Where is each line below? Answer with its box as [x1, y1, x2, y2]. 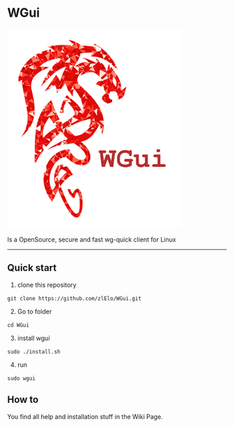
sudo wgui [7, 375, 36, 382]
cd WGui [7, 321, 30, 329]
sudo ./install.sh [7, 348, 61, 355]
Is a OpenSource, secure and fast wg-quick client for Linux [7, 235, 176, 244]
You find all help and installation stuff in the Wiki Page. [7, 412, 164, 420]
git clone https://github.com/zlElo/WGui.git [7, 295, 141, 302]
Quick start [7, 262, 57, 274]
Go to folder [17, 307, 52, 316]
